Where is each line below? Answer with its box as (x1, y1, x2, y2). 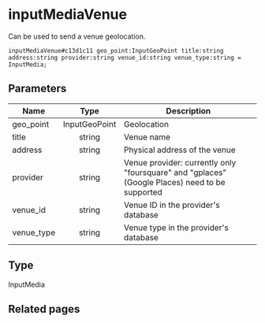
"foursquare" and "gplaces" (123, 167, 227, 178)
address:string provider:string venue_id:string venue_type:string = (8, 54, 242, 61)
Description (166, 105, 211, 116)
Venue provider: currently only (123, 157, 237, 168)
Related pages (8, 302, 80, 316)
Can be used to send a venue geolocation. (8, 32, 146, 41)
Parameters (8, 82, 67, 95)
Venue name (123, 132, 171, 143)
